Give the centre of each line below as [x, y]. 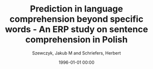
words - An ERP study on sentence [76, 29]
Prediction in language [76, 9]
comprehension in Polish [76, 40]
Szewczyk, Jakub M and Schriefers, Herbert [76, 53]
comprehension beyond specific [76, 19]
